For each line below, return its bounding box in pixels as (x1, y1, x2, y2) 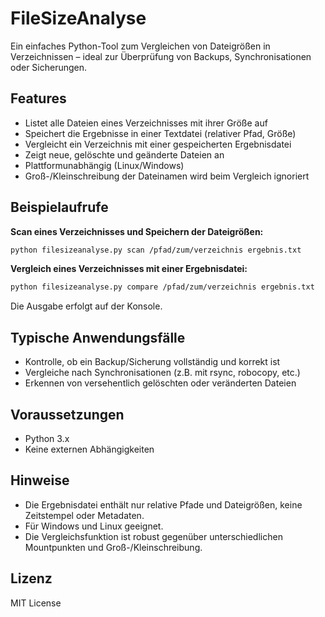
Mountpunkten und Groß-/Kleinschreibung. (24, 541, 203, 553)
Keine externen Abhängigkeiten (24, 443, 155, 455)
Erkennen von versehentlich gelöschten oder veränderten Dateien (24, 377, 297, 389)
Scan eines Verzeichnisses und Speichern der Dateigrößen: (10, 225, 264, 237)
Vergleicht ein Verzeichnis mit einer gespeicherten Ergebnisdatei (24, 138, 292, 150)
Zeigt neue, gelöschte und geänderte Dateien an (24, 148, 225, 161)
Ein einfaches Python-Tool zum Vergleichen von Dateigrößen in (10, 40, 271, 52)
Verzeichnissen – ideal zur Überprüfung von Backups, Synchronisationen (10, 50, 312, 62)
